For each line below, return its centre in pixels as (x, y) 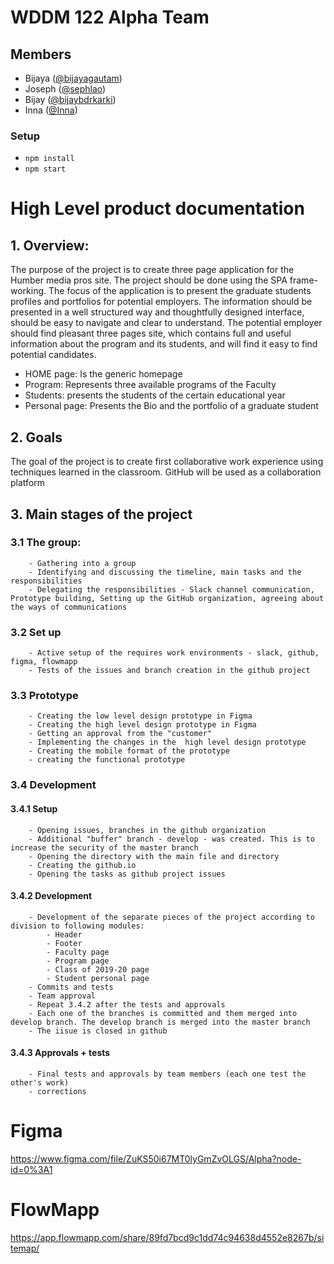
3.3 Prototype (44, 696)
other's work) (40, 1082)
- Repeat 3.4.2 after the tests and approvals (127, 1004)
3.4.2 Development (51, 896)
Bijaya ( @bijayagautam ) (73, 78)
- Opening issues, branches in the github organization (147, 830)
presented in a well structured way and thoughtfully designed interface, (157, 312)
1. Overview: (50, 245)
